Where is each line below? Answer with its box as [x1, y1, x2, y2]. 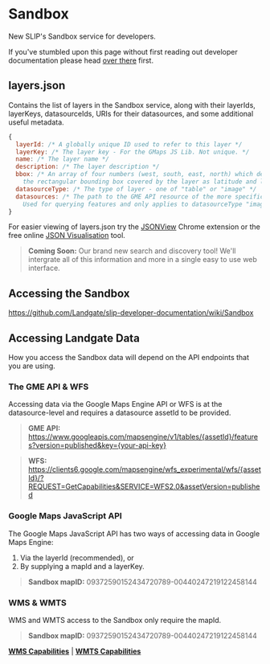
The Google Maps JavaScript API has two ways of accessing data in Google [8, 528, 260, 539]
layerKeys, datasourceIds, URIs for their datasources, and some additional [8, 109, 254, 118]
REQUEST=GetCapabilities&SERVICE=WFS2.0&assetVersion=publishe [27, 482, 260, 491]
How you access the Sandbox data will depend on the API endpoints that [8, 353, 250, 362]
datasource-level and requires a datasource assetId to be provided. [8, 408, 231, 418]
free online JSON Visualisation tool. [8, 231, 126, 240]
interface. [27, 263, 60, 273]
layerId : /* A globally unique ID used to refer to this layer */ [15, 140, 243, 149]
